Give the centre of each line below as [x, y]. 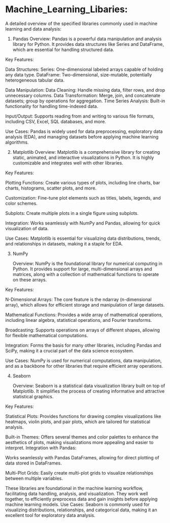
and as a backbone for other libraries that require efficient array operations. [84, 366]
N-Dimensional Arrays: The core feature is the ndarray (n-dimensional [78, 299]
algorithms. [17, 142]
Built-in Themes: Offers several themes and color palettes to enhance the [82, 437]
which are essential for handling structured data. [63, 49]
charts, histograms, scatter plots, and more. [51, 188]
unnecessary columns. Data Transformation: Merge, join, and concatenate [83, 95]
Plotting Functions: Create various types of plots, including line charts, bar [83, 182]
